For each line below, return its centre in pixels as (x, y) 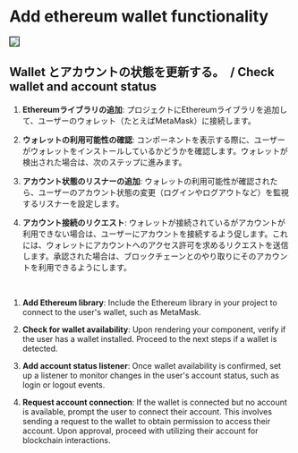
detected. (40, 348)
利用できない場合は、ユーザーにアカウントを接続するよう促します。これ (155, 234)
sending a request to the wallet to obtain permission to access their (146, 421)
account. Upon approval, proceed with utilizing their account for (140, 431)
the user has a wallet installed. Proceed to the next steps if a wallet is (149, 338)
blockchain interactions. (66, 440)
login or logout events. (64, 385)
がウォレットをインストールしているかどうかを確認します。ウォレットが (155, 150)
